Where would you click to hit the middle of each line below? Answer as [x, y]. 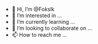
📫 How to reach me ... [39, 35]
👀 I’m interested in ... [37, 15]
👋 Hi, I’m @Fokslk [33, 9]
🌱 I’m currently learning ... [43, 22]
